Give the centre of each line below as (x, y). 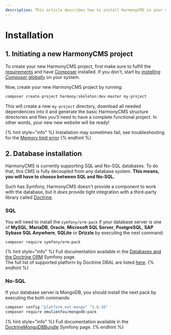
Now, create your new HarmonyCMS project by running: (64, 87)
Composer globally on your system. (43, 77)
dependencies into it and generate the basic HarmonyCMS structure (77, 111)
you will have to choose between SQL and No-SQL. (60, 177)
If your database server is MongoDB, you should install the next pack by (81, 292)
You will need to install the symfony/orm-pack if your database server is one (83, 222)
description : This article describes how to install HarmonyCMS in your (84, 10)
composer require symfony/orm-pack (43, 242)
